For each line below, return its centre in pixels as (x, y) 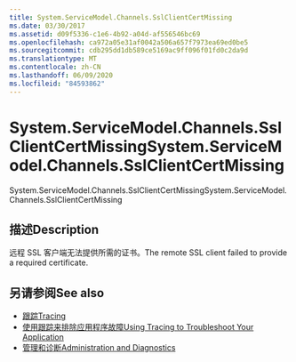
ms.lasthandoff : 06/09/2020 (61, 76)
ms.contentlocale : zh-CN (55, 68)
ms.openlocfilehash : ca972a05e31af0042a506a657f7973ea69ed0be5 (129, 42)
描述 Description (54, 229)
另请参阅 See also (57, 293)
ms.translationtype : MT (53, 59)
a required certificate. (49, 262)
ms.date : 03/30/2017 (48, 26)
